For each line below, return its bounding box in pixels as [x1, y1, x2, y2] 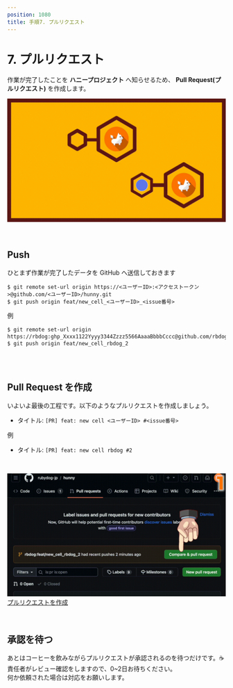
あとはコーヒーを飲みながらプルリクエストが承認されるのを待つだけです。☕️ [7, 653, 225, 662]
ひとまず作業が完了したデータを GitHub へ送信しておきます [7, 268, 176, 277]
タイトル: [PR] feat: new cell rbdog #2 [17, 445, 133, 454]
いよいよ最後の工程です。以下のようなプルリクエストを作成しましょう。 [7, 401, 213, 409]
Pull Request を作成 [7, 382, 92, 393]
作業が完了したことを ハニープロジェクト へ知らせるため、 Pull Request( [7, 76, 215, 84]
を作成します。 [47, 84, 90, 93]
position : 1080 [7, 11, 51, 18]
